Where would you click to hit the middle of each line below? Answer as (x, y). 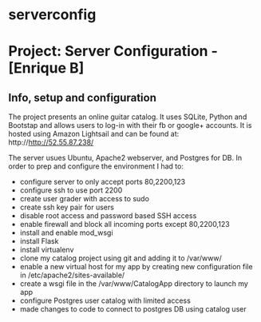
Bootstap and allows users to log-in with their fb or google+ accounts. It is (130, 125)
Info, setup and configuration (83, 97)
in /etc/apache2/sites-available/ (72, 275)
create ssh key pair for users (67, 207)
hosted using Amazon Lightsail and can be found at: (94, 134)
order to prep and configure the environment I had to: (96, 166)
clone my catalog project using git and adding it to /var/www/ (121, 258)
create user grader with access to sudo (85, 199)
